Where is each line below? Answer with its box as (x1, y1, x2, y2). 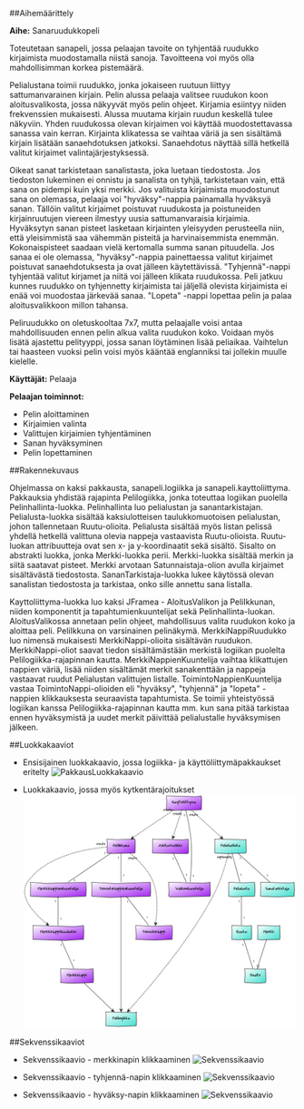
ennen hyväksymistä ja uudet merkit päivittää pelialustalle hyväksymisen (9, 712, 281, 722)
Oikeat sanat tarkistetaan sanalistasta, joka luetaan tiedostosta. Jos (9, 165, 261, 175)
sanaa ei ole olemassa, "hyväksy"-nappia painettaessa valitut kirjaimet (9, 251, 273, 262)
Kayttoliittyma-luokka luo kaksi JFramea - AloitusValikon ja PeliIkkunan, (9, 596, 276, 607)
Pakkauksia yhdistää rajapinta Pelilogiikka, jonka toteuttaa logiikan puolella (9, 492, 289, 503)
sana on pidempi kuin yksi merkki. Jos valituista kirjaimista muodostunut (9, 184, 279, 194)
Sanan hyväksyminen (22, 437, 103, 448)
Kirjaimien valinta (22, 418, 88, 429)
